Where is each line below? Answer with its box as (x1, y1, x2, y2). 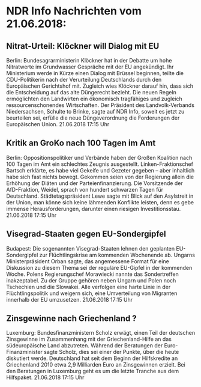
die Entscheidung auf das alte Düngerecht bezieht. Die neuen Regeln (6, 89, 177, 96)
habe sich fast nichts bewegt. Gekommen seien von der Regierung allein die (6, 173, 194, 180)
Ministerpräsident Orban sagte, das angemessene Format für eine (6, 257, 169, 265)
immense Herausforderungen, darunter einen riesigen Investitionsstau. (6, 205, 181, 212)
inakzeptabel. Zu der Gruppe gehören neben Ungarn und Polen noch (6, 276, 176, 284)
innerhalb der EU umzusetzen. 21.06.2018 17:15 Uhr (6, 296, 133, 303)
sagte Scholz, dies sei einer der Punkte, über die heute (44, 349, 179, 356)
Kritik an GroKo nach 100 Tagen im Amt (6, 138, 156, 148)
